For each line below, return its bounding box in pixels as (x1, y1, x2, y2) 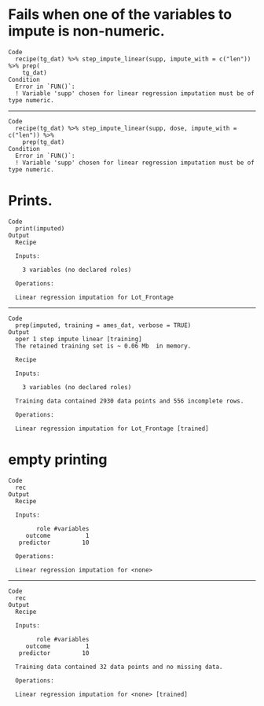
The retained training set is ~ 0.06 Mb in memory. (15, 342, 192, 350)
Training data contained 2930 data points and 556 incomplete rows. (15, 397, 244, 405)
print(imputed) (15, 224, 65, 233)
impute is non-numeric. (8, 22, 165, 40)
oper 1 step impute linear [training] (15, 335, 143, 343)
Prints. (8, 192, 53, 210)
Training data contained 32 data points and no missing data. (15, 663, 223, 671)
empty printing (8, 450, 108, 469)
